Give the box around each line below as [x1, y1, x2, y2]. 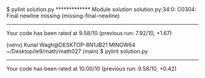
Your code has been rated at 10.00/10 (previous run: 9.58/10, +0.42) [6, 65, 177, 72]
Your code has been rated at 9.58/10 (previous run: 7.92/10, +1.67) [6, 30, 172, 36]
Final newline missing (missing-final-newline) [6, 12, 120, 19]
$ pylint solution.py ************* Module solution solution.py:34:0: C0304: [6, 6, 196, 13]
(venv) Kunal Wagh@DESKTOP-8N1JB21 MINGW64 [6, 41, 135, 48]
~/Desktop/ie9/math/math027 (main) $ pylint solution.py [6, 48, 148, 54]
